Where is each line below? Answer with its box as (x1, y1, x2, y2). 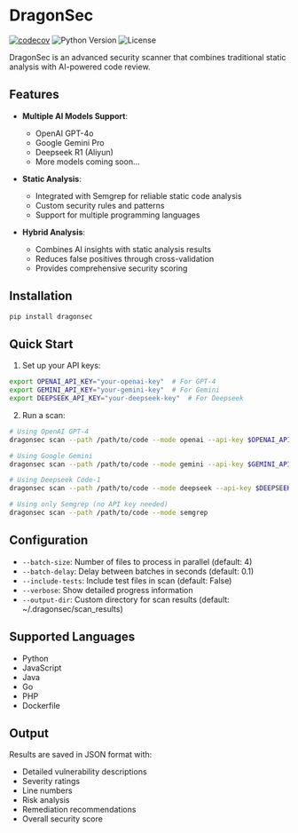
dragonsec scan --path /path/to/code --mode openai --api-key (9, 435, 244, 444)
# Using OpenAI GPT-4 (9, 427, 90, 436)
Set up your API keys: (21, 361, 101, 371)
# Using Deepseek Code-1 (9, 476, 101, 485)
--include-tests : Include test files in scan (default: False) (21, 575, 232, 586)
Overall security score (21, 813, 104, 824)
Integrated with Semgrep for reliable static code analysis (35, 190, 242, 201)
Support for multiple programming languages (35, 210, 200, 220)
